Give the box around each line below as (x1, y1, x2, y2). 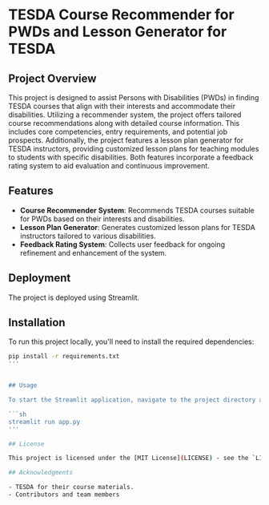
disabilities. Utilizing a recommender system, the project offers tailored (8, 110, 242, 119)
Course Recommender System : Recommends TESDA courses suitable (19, 205, 255, 215)
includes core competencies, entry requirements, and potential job (8, 127, 228, 136)
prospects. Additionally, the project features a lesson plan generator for (8, 135, 244, 145)
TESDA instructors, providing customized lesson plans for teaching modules (8, 144, 259, 153)
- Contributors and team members (8, 491, 120, 499)
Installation (8, 316, 66, 329)
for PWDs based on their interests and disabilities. (19, 214, 185, 224)
